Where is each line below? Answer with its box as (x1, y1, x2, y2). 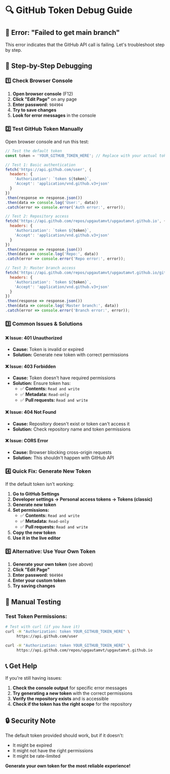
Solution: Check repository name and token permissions (12, 426, 131, 432)
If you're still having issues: (5, 675, 62, 681)
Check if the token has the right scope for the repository (12, 701, 133, 707)
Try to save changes (12, 107, 57, 113)
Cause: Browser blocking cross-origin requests (12, 449, 112, 455)
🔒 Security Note (5, 716, 56, 725)
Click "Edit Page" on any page (12, 96, 77, 102)
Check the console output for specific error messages (12, 685, 127, 691)
